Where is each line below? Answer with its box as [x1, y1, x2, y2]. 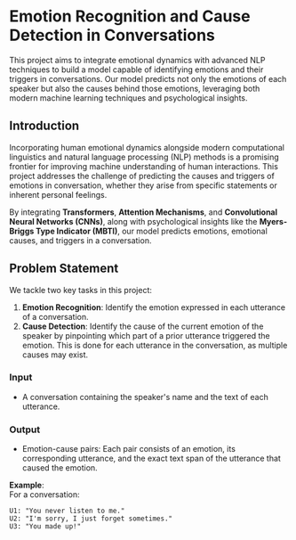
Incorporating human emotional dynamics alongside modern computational [9, 142, 284, 152]
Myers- [259, 216, 287, 226]
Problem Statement [9, 261, 119, 276]
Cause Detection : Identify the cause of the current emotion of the [21, 321, 264, 331]
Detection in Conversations [9, 25, 216, 45]
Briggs [9, 225, 35, 236]
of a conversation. [21, 311, 89, 322]
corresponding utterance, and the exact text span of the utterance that [21, 453, 282, 464]
